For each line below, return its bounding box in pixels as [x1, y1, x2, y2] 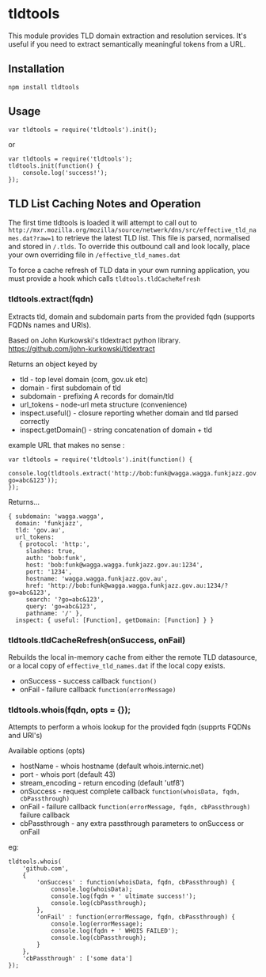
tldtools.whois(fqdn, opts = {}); [8, 704, 131, 715]
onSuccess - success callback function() [19, 676, 158, 685]
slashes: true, [25, 547, 77, 555]
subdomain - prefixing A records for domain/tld [19, 391, 174, 400]
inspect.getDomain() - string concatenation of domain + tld [19, 425, 212, 434]
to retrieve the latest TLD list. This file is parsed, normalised [56, 233, 251, 243]
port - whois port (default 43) [19, 770, 116, 779]
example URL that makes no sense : [8, 440, 125, 449]
